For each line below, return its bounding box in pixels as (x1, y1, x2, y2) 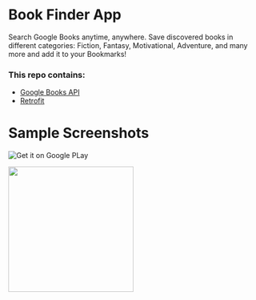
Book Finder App (8, 6, 122, 24)
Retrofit (19, 96, 45, 106)
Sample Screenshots (8, 124, 150, 142)
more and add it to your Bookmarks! (8, 49, 126, 59)
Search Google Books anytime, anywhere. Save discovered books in (8, 32, 234, 42)
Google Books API (19, 87, 80, 97)
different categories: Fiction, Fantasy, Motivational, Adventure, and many (8, 40, 248, 50)
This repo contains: (8, 69, 86, 80)
